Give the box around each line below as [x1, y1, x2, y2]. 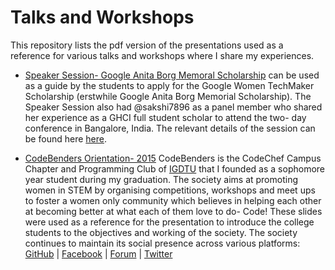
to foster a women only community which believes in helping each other [24, 194, 322, 206]
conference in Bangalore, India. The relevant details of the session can [24, 122, 316, 134]
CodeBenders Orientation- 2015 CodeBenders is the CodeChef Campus [24, 152, 322, 164]
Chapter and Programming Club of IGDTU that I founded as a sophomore [24, 162, 325, 175]
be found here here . [24, 132, 107, 145]
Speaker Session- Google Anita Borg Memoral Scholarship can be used [24, 69, 320, 81]
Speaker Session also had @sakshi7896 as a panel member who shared [24, 101, 323, 113]
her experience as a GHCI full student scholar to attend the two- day [24, 111, 307, 123]
